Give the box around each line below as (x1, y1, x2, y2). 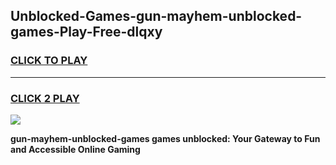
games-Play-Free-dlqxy (10, 24, 163, 41)
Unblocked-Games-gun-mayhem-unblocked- (10, 8, 303, 25)
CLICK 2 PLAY (10, 91, 80, 105)
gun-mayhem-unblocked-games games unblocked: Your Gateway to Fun (10, 132, 321, 144)
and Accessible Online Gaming (10, 143, 141, 155)
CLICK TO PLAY (10, 54, 88, 68)
